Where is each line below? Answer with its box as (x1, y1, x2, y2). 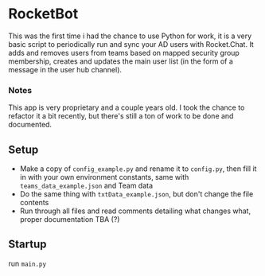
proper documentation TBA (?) (19, 215, 120, 224)
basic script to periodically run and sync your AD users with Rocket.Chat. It (8, 39, 255, 49)
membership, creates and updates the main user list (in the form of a (8, 56, 233, 66)
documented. (8, 120, 53, 130)
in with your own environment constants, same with (19, 173, 189, 182)
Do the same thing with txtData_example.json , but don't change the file (19, 189, 254, 199)
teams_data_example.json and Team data (19, 181, 154, 191)
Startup (8, 238, 47, 251)
